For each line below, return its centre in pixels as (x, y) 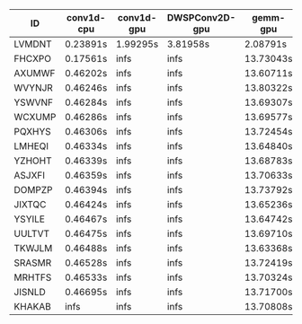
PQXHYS (32, 131)
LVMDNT (33, 44)
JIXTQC (30, 204)
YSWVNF (34, 102)
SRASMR (33, 263)
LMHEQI (31, 146)
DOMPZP (33, 190)
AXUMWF (35, 73)
